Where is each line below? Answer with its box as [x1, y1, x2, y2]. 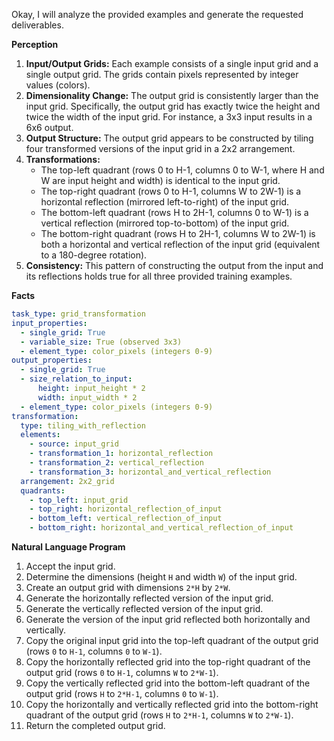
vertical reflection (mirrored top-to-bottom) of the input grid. [40, 217, 290, 229]
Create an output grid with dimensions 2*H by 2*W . [25, 582, 231, 593]
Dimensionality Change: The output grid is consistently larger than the [25, 90, 319, 101]
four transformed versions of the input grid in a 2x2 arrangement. [25, 143, 296, 154]
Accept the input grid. [25, 560, 116, 572]
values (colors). [25, 79, 91, 91]
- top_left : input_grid [29, 495, 129, 505]
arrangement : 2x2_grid [20, 476, 115, 486]
